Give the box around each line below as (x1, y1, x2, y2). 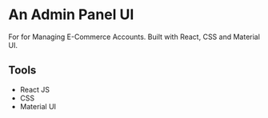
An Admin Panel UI (8, 6, 134, 24)
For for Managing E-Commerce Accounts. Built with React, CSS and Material (8, 32, 260, 41)
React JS (19, 85, 50, 94)
